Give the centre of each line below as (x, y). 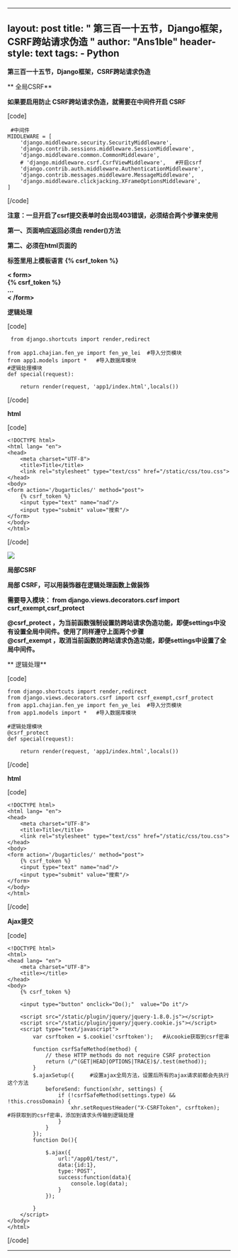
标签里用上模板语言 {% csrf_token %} (63, 261)
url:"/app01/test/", (88, 1159)
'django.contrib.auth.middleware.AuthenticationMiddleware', (112, 169)
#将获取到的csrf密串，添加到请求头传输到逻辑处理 (71, 1115)
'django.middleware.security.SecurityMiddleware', (96, 143)
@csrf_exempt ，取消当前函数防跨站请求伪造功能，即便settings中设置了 (114, 640)
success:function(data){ (95, 1177)
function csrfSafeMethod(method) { (85, 1049)
